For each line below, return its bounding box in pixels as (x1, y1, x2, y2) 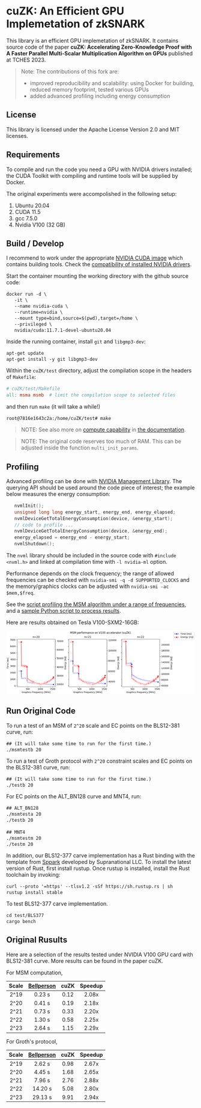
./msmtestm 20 (6, 835, 42, 841)
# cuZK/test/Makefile (6, 386, 61, 392)
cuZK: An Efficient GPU (6, 4, 125, 18)
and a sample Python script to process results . (6, 607, 121, 615)
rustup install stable (6, 889, 63, 895)
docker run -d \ (6, 291, 47, 298)
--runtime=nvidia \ (14, 309, 63, 316)
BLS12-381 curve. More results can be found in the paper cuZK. (6, 957, 164, 965)
